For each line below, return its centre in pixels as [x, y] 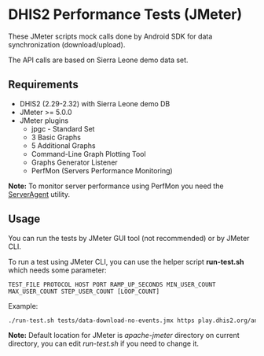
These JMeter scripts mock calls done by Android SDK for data [110, 36]
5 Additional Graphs [63, 145]
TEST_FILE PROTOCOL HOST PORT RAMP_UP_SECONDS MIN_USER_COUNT [112, 284]
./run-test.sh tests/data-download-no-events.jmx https [101, 321]
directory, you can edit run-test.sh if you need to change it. [103, 343]
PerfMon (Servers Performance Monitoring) [102, 170]
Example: [23, 306]
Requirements [43, 85]
